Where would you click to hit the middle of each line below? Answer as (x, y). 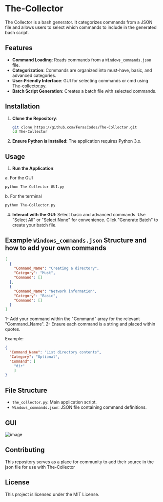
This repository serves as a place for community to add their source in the (80, 462)
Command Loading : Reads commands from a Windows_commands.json (81, 60)
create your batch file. (34, 225)
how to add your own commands (56, 248)
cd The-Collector (30, 132)
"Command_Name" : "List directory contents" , (55, 352)
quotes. (13, 329)
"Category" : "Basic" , (36, 296)
